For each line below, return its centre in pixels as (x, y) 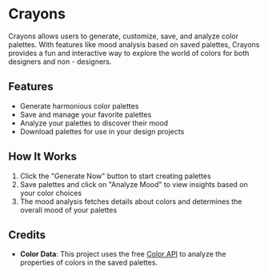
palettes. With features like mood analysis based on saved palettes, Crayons (134, 44)
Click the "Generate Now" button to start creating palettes (116, 176)
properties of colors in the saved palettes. (89, 263)
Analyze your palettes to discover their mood (94, 123)
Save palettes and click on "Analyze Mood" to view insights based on (134, 184)
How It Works (43, 157)
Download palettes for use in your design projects (102, 131)
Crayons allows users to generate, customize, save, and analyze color (124, 36)
